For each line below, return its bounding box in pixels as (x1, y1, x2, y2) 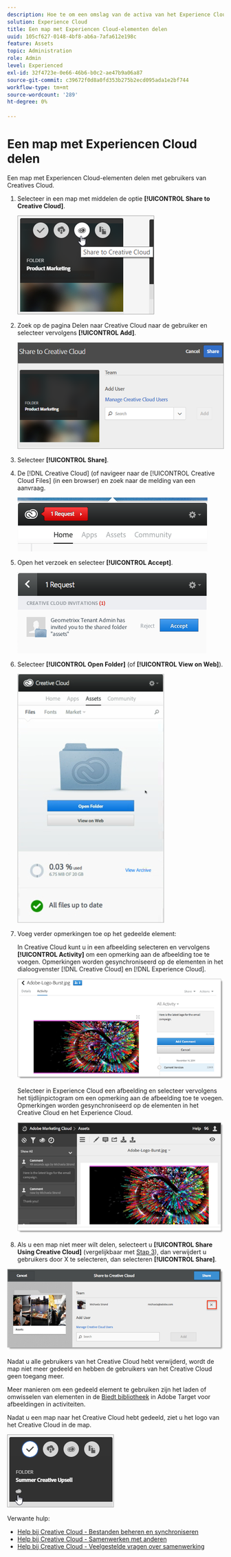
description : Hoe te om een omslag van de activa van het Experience (7, 11, 211, 18)
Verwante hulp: (7, 1514, 50, 1523)
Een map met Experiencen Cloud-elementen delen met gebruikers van (7, 173, 207, 182)
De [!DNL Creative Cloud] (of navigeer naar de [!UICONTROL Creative (16, 469, 215, 477)
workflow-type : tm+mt (7, 83, 69, 91)
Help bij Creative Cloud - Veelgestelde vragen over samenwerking (16, 1542, 205, 1550)
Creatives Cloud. (7, 181, 55, 189)
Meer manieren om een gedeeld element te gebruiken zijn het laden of (7, 1385, 207, 1394)
